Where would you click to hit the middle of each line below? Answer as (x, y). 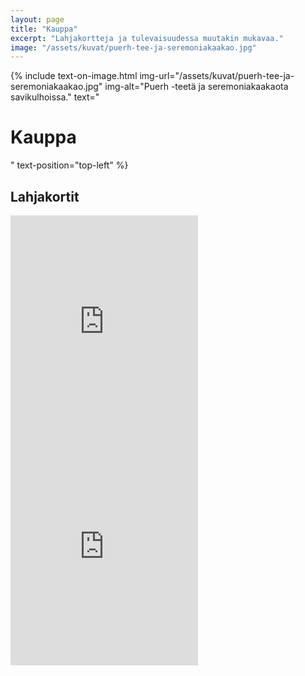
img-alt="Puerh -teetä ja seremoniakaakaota (196, 87)
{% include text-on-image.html (74, 76)
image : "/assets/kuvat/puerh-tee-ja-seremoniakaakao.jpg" (133, 47)
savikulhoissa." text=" (55, 97)
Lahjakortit (45, 196)
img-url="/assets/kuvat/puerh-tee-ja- (217, 76)
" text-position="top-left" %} (69, 165)
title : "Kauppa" (44, 29)
